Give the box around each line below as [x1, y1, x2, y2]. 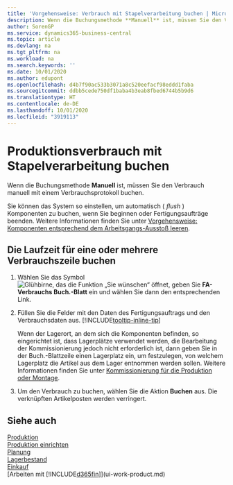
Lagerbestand [7, 455, 47, 463]
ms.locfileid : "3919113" [7, 113, 79, 120]
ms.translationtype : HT [7, 94, 76, 101]
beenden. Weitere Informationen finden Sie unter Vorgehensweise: [7, 216, 198, 225]
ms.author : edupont [7, 74, 64, 82]
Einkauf [7, 463, 29, 471]
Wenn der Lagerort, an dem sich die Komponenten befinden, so [17, 330, 199, 338]
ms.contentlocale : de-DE [7, 101, 79, 108]
